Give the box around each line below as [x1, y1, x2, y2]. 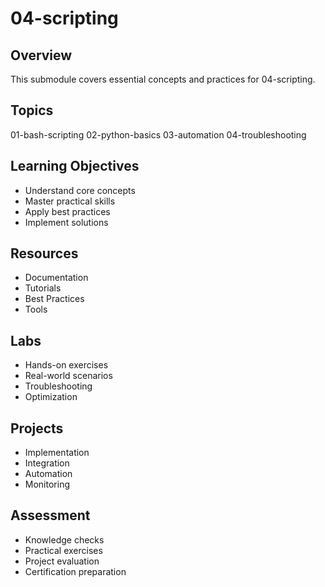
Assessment [10, 507, 91, 524]
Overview [10, 47, 73, 64]
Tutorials [24, 282, 62, 294]
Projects [10, 420, 64, 437]
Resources [10, 245, 79, 262]
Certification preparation [24, 565, 127, 577]
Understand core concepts [24, 184, 136, 196]
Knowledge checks [24, 533, 105, 546]
